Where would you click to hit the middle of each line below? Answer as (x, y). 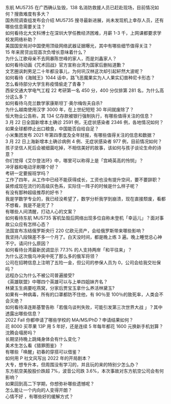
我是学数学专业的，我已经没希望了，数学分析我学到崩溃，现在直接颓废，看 (83, 199)
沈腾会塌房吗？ (21, 333)
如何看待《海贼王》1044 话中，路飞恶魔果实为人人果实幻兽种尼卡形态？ (80, 78)
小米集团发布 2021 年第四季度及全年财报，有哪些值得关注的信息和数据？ (81, 135)
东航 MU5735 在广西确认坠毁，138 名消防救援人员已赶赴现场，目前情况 (80, 7)
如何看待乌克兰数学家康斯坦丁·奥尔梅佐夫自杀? (54, 103)
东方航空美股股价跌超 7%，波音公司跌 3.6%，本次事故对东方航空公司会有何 (84, 371)
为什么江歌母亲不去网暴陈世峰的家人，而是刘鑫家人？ (61, 58)
